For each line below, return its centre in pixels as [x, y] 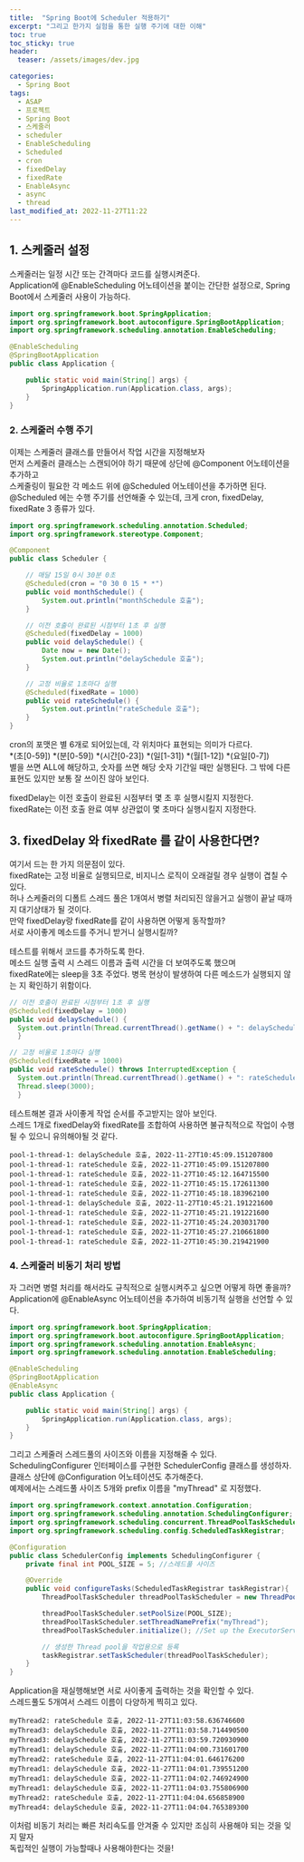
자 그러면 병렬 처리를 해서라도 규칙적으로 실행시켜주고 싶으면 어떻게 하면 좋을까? [150, 1287]
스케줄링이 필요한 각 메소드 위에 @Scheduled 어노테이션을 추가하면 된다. [138, 485]
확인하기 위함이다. [60, 985]
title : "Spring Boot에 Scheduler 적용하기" [90, 18]
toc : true [28, 34]
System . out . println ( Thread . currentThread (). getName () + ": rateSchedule [157, 1077]
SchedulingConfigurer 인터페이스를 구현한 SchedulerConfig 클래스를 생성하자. [151, 1466]
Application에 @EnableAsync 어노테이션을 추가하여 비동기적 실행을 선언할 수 [147, 1299]
